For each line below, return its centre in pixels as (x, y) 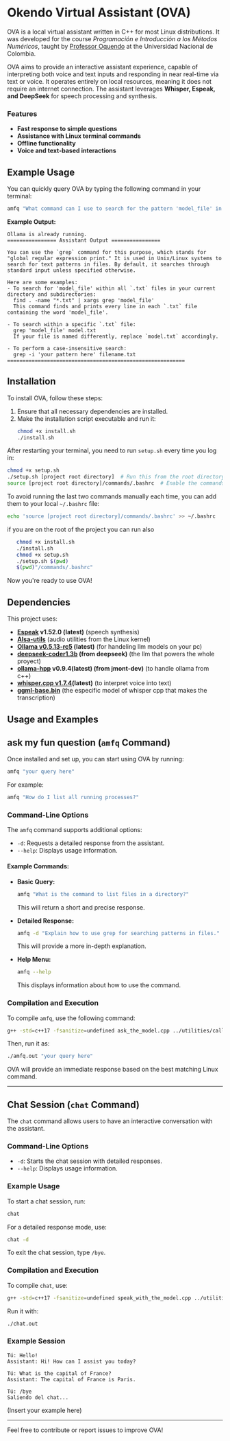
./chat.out (23, 1324)
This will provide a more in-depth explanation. (81, 946)
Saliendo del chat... (38, 1397)
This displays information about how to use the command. (99, 985)
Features (22, 113)
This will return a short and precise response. (81, 907)
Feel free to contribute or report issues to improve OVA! (85, 1430)
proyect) (29, 661)
